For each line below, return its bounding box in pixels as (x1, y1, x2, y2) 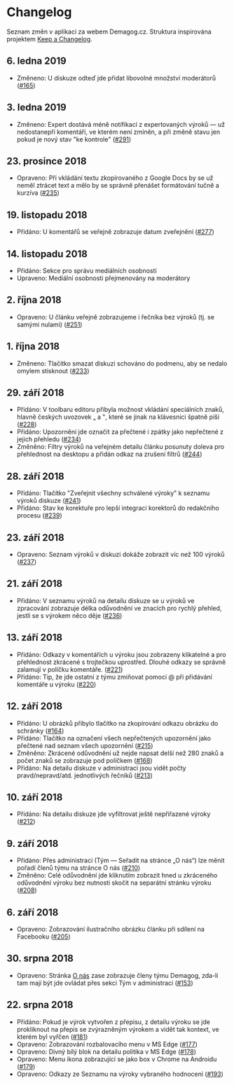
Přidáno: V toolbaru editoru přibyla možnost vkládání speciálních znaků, (16, 406, 225, 414)
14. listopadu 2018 (6, 248, 88, 260)
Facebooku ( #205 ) (16, 932, 71, 941)
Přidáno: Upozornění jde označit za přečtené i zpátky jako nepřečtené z (16, 428, 224, 436)
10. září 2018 (6, 791, 63, 803)
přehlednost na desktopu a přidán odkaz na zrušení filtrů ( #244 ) (16, 450, 202, 459)
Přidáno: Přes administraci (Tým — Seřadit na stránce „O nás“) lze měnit (16, 856, 225, 865)
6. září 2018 (6, 906, 59, 918)
